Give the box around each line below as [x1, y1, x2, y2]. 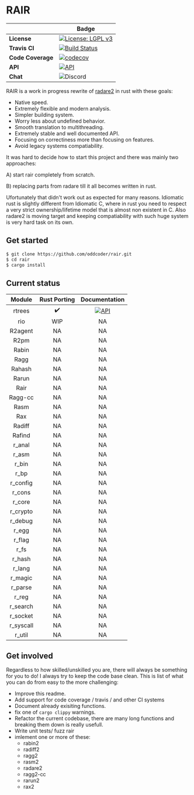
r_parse [11, 583, 32, 592]
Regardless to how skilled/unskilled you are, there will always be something [6, 666, 188, 673]
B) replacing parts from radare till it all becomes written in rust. [6, 182, 157, 189]
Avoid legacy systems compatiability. [14, 142, 104, 149]
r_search [9, 603, 34, 611]
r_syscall [9, 621, 34, 630]
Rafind [12, 431, 30, 440]
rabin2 [23, 740, 39, 746]
